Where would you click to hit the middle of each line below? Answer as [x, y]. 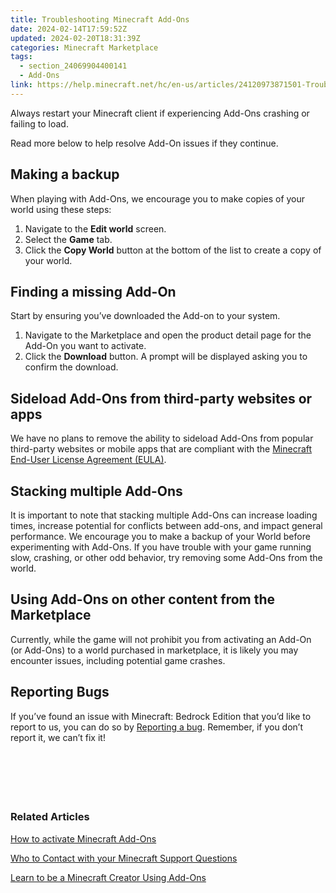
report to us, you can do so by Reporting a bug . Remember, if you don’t [157, 727]
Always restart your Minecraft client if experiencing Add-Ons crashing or [160, 113]
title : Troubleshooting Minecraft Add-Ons [100, 19]
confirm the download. [71, 367]
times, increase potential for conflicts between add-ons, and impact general [166, 525]
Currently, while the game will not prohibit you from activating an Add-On [161, 639]
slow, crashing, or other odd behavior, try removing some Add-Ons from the [166, 557]
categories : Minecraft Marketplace [84, 47]
